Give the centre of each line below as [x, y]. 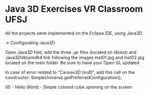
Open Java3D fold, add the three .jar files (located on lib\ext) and [71, 52]
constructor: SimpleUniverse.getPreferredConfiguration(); [63, 77]
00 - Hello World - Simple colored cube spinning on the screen [69, 87]
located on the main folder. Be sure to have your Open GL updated [72, 63]
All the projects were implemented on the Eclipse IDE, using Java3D [74, 33]
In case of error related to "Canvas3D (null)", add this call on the [70, 72]
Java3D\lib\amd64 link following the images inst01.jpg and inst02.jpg [75, 57]
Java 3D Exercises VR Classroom [74, 9]
